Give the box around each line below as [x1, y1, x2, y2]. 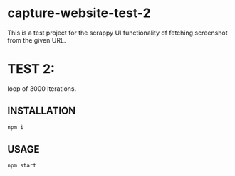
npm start [7, 162, 37, 170]
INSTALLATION [7, 105, 76, 117]
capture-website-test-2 [7, 5, 151, 21]
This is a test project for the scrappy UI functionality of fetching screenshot [7, 28, 228, 37]
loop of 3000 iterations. [7, 84, 77, 93]
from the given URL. [7, 35, 66, 44]
